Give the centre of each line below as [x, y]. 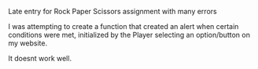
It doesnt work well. [40, 58]
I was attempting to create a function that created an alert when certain [123, 26]
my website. [28, 43]
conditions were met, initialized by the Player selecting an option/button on [129, 35]
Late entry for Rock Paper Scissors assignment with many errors [113, 11]
